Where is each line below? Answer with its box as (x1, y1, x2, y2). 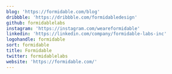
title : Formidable (6, 48, 52, 54)
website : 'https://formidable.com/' (6, 58, 97, 64)
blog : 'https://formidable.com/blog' (6, 8, 100, 15)
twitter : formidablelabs (6, 53, 68, 59)
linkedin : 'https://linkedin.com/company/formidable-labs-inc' (6, 31, 167, 37)
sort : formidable (6, 42, 50, 48)
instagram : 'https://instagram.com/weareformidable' (6, 25, 140, 32)
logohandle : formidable (6, 36, 66, 42)
